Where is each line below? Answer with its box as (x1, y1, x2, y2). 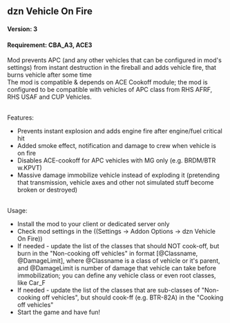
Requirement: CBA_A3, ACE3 (7, 41, 93, 49)
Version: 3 (7, 24, 38, 33)
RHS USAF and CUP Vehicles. (7, 93, 92, 101)
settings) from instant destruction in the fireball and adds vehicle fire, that (7, 64, 216, 72)
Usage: (7, 207, 28, 215)
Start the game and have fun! (17, 308, 101, 317)
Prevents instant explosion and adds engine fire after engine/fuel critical (17, 127, 222, 136)
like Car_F (17, 279, 46, 287)
